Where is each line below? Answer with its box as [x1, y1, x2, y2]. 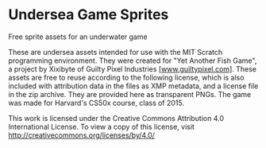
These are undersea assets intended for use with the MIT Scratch [8, 47, 223, 56]
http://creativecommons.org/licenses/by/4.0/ [8, 130, 155, 140]
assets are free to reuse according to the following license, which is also [8, 72, 245, 82]
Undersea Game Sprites [8, 6, 169, 24]
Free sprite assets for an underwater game [8, 32, 148, 41]
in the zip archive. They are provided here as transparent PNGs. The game [8, 89, 252, 99]
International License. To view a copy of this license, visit [8, 122, 195, 131]
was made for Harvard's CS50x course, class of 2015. [8, 98, 185, 107]
